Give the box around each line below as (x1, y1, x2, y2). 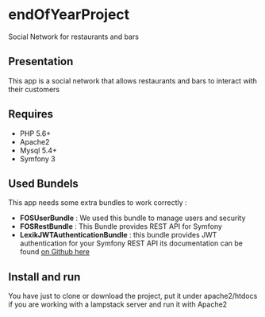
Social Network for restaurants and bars (8, 32, 139, 41)
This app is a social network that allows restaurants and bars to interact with (8, 75, 258, 85)
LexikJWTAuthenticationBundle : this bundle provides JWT (19, 230, 217, 240)
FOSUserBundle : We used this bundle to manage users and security (19, 213, 246, 223)
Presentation (8, 55, 74, 68)
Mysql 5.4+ (19, 145, 57, 155)
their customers (8, 84, 60, 94)
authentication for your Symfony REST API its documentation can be (19, 238, 244, 248)
